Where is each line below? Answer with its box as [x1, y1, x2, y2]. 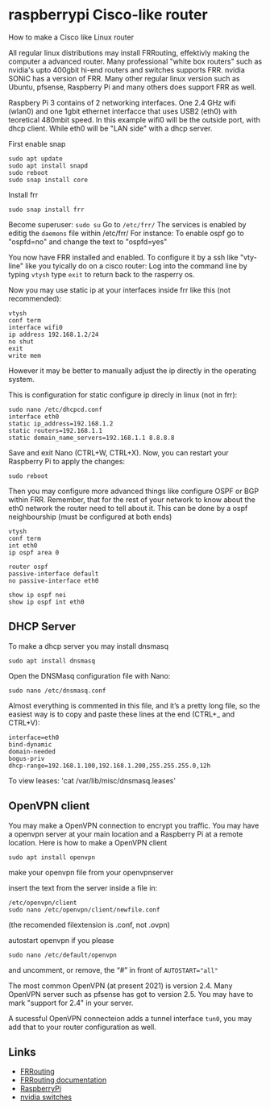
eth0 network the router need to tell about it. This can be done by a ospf [8, 503, 248, 513]
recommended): [8, 293, 62, 303]
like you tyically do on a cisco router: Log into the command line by [25, 260, 247, 271]
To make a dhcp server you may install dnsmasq [8, 641, 169, 650]
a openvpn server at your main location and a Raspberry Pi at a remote [8, 829, 243, 839]
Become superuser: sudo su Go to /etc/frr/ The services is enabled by [8, 219, 247, 229]
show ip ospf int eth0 [8, 598, 85, 606]
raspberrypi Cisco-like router [8, 6, 208, 24]
